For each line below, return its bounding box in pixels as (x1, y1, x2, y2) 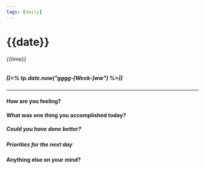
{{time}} (6, 55, 27, 63)
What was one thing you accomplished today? (6, 111, 126, 119)
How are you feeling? (6, 97, 61, 105)
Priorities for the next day (6, 140, 73, 148)
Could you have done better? (6, 125, 82, 133)
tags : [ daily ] (6, 9, 43, 15)
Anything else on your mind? (6, 156, 81, 163)
